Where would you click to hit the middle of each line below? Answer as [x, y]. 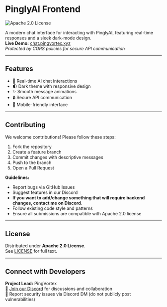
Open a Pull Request [33, 167]
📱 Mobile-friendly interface [40, 104]
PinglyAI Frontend [43, 9]
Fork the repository [32, 147]
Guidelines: [17, 177]
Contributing [25, 125]
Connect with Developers [45, 271]
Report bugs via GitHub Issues [43, 187]
